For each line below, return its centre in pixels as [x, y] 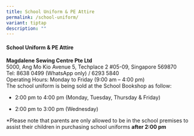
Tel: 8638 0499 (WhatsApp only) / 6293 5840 [63, 73]
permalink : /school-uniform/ [42, 17]
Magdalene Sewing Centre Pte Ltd [49, 61]
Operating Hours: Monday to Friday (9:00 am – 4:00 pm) [76, 80]
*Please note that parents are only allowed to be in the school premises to [97, 120]
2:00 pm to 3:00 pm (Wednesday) [56, 109]
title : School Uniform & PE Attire [50, 12]
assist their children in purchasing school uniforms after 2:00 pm [86, 127]
